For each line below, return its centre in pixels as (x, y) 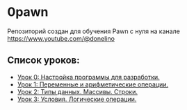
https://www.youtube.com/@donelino (61, 38)
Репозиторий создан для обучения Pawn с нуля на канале (94, 31)
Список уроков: (43, 61)
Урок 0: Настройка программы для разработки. (88, 77)
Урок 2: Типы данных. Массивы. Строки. (77, 91)
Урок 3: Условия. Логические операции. (77, 99)
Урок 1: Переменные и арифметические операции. (93, 84)
